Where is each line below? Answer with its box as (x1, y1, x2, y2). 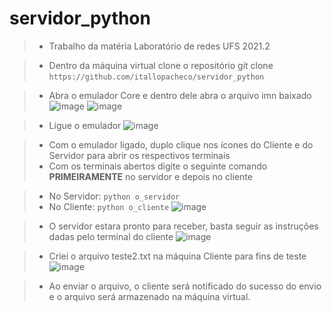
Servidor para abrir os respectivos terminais (48, 149, 231, 161)
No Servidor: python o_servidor (48, 190, 181, 202)
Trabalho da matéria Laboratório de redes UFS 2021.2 (48, 40, 271, 52)
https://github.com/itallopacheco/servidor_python (48, 72, 265, 82)
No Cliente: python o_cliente (48, 200, 170, 212)
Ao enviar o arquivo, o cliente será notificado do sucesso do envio (48, 280, 322, 292)
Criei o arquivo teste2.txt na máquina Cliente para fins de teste (48, 250, 307, 262)
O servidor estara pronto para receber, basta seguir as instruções (48, 220, 319, 232)
